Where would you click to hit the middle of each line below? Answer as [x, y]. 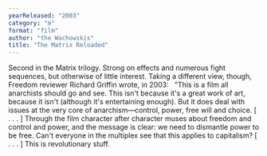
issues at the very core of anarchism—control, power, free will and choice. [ [133, 110]
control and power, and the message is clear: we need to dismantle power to [134, 127]
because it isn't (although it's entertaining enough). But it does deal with [127, 102]
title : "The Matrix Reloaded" [59, 45]
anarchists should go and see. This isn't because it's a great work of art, [127, 93]
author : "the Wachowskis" [51, 38]
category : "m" [32, 23]
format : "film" [33, 30]
